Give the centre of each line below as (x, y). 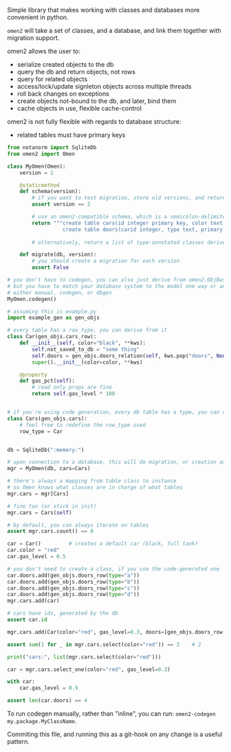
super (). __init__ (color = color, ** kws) (87, 362)
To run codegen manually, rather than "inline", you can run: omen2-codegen (111, 714)
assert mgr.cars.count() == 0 (51, 531)
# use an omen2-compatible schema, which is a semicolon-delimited (130, 217)
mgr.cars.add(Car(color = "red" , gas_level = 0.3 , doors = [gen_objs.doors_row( (117, 632)
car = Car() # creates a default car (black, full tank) (102, 544)
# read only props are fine (72, 388)
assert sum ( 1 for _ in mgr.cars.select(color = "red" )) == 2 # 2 (104, 644)
